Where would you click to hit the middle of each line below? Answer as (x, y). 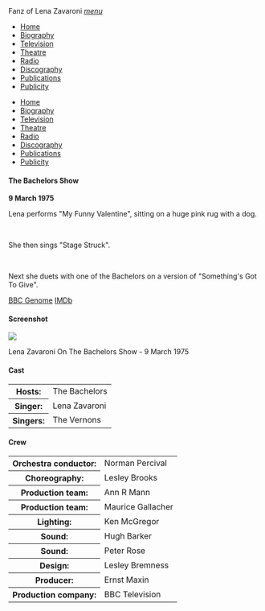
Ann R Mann (127, 492)
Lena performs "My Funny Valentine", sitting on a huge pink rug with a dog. (132, 214)
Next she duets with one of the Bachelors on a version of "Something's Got (132, 276)
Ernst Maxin (126, 580)
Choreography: (55, 478)
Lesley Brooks (131, 477)
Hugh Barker (128, 535)
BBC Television (132, 594)
